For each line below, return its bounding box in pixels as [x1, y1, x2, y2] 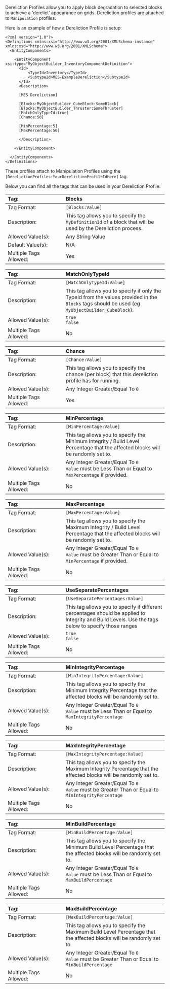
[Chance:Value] [65, 357, 102, 362]
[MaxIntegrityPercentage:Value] [65, 751, 144, 757]
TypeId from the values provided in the [65, 294, 158, 301]
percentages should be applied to [65, 610, 146, 616]
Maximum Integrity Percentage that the [65, 765, 158, 772]
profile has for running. [65, 377, 120, 384]
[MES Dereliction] [18, 92, 58, 97]
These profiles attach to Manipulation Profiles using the [5, 168, 120, 174]
